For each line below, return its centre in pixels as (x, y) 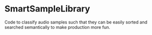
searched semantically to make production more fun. (57, 27)
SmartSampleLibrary (47, 9)
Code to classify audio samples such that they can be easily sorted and (76, 22)
